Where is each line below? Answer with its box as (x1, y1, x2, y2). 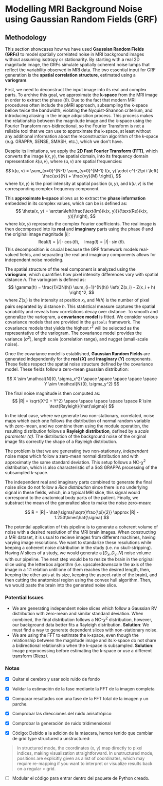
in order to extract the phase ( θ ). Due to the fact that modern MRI (5, 97, 136, 103)
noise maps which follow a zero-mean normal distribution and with (5, 453, 139, 459)
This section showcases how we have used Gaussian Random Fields (5, 46, 145, 52)
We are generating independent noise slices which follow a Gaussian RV (12, 605, 157, 611)
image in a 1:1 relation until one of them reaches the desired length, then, (5, 566, 151, 572)
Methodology (5, 33, 47, 41)
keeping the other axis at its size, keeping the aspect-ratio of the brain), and (5, 572, 157, 578)
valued (5, 252, 19, 257)
